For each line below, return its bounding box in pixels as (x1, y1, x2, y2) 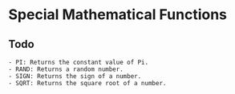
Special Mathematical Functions (8, 6, 227, 24)
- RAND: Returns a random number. (8, 65, 124, 73)
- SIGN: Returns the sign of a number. (8, 72, 142, 80)
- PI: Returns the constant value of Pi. (8, 58, 149, 66)
